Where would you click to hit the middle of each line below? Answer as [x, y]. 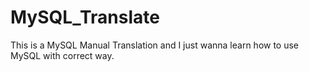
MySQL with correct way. [62, 55]
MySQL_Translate [85, 17]
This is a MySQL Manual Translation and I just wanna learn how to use [155, 45]
